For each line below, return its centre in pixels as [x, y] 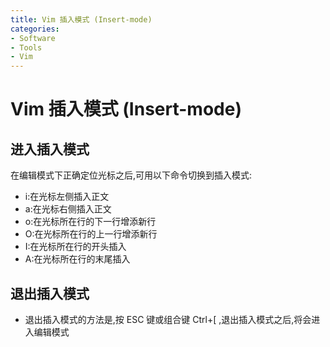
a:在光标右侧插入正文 [68, 209]
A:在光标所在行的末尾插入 [77, 259]
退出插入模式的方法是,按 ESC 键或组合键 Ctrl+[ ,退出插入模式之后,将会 [168, 319]
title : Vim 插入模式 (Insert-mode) [81, 19]
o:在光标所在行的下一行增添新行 [90, 222]
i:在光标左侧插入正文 [67, 197]
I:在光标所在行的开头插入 [75, 247]
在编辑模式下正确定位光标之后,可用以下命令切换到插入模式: [131, 175]
